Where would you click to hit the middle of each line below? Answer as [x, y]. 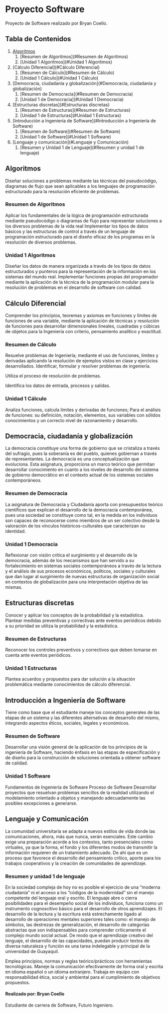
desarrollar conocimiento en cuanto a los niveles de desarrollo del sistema [82, 470]
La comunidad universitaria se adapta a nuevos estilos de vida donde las [80, 831]
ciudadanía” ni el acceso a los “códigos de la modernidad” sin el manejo [80, 892]
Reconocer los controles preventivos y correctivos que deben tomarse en [81, 650]
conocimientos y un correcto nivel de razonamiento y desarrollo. [72, 420]
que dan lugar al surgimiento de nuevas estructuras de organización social [82, 576]
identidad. [16, 531]
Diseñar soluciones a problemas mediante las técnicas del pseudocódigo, [81, 181]
